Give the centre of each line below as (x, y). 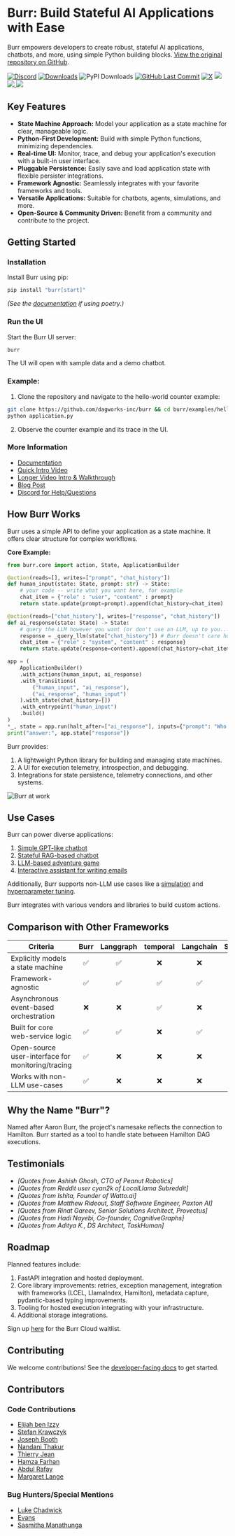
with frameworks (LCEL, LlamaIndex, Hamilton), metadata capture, (113, 1292)
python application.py (40, 416)
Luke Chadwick (40, 1510)
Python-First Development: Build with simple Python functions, (109, 139)
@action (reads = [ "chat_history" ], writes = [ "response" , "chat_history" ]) (114, 616)
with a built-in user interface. (59, 161)
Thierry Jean (36, 1454)
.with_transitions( (48, 681)
